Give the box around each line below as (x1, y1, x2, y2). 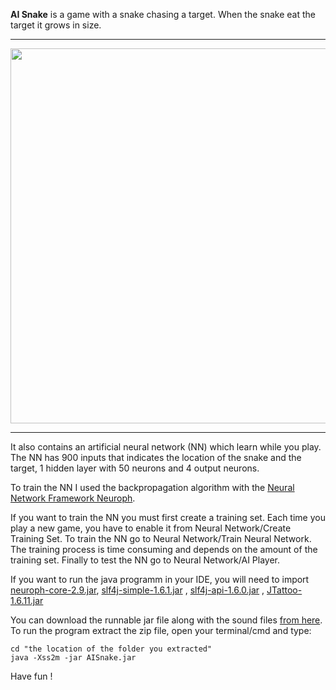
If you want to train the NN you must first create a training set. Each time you (10, 512, 326, 523)
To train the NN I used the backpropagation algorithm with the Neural (10, 482, 295, 493)
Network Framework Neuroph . (10, 492, 136, 504)
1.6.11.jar (10, 595, 44, 606)
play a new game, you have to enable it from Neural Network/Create (10, 522, 292, 534)
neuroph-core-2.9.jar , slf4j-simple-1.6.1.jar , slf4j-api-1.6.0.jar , (10, 584, 265, 596)
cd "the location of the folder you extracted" (10, 644, 213, 654)
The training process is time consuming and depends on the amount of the (10, 544, 318, 555)
